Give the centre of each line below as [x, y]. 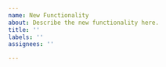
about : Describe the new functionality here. [83, 23]
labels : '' [26, 37]
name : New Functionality [49, 15]
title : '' [24, 30]
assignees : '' [31, 44]
